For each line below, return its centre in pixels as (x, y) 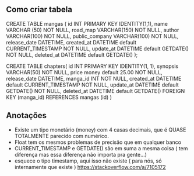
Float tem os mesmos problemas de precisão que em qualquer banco (98, 142)
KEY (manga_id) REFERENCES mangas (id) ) (59, 97)
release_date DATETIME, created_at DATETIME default (71, 42)
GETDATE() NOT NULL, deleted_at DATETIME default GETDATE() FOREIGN (96, 91)
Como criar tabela (39, 10)
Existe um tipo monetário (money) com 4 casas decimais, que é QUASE (100, 130)
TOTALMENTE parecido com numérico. (61, 136)
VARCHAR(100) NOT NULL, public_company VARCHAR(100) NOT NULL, (92, 36)
